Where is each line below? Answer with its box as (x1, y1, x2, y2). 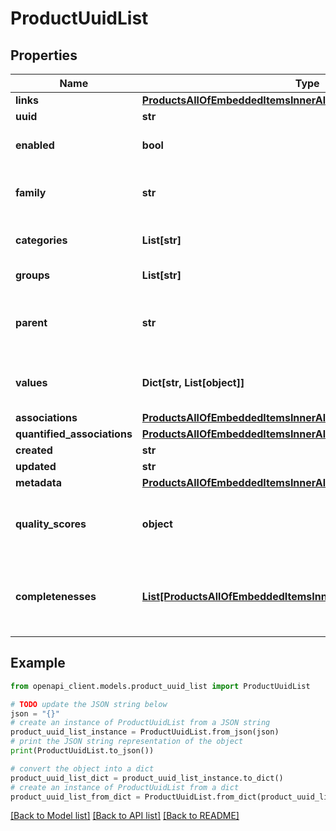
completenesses (15, 590, 97, 603)
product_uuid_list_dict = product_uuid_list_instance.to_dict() (10, 773, 284, 783)
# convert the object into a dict (10, 763, 155, 774)
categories (15, 233, 68, 247)
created (15, 443, 53, 457)
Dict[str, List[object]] (141, 376, 245, 389)
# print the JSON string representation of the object (10, 737, 244, 747)
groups (15, 268, 51, 282)
